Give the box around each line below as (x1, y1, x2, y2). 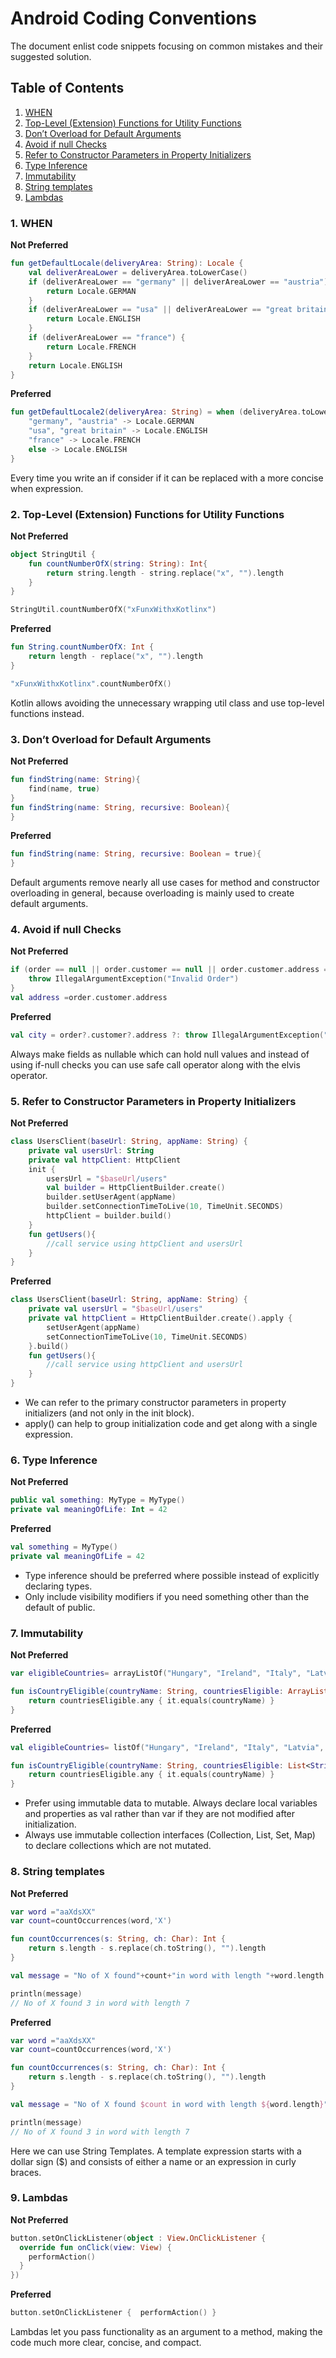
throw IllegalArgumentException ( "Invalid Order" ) (28, 974, 240, 984)
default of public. (24, 1601, 96, 1613)
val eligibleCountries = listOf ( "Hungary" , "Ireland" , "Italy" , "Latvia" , (10, 1742, 325, 1752)
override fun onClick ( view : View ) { (19, 2242, 172, 2252)
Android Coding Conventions (10, 7, 257, 30)
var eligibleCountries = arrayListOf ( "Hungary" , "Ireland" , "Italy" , (10, 1668, 302, 1679)
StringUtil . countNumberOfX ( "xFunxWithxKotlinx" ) (10, 605, 217, 615)
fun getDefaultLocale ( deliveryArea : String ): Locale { (10, 258, 244, 269)
